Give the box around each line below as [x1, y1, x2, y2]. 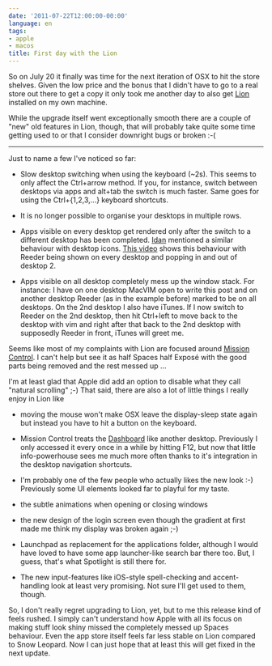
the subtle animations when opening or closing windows [19, 499, 209, 509]
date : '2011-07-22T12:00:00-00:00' [8, 11, 129, 20]
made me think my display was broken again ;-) [19, 524, 179, 533]
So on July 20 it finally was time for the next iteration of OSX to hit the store [8, 72, 261, 81]
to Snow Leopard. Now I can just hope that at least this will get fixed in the [8, 640, 256, 649]
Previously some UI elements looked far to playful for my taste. [19, 484, 230, 494]
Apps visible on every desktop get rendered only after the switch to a [19, 227, 251, 235]
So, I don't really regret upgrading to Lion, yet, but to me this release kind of [8, 605, 261, 615]
